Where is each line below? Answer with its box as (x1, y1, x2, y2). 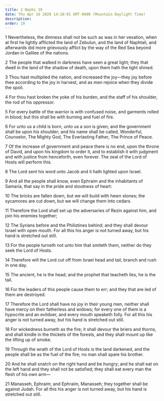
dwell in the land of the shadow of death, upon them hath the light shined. (5, 65, 154, 71)
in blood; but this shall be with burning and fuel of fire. (5, 114, 115, 120)
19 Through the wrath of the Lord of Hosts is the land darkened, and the (5, 347, 150, 352)
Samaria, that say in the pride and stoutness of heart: (5, 184, 113, 189)
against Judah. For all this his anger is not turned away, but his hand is (5, 386, 147, 392)
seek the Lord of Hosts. (5, 247, 52, 253)
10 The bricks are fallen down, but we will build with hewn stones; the (5, 193, 145, 199)
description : (5, 16, 32, 21)
